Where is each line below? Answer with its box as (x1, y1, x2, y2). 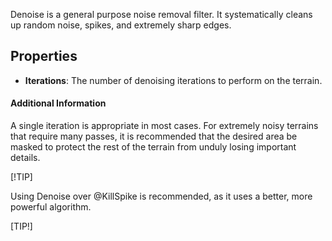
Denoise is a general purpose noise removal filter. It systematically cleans (10, 9, 313, 20)
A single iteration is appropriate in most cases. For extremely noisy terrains (10, 120, 319, 132)
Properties (10, 48, 78, 65)
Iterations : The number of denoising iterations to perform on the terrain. (24, 74, 323, 86)
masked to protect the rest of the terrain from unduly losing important (10, 141, 297, 153)
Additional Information (10, 97, 107, 109)
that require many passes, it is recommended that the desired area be (10, 130, 298, 143)
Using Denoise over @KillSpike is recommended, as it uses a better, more (10, 190, 313, 203)
